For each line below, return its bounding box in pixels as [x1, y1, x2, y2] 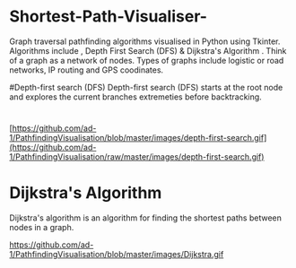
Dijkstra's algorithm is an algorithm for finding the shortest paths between [9, 212, 283, 223]
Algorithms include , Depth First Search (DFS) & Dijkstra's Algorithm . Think [9, 45, 287, 56]
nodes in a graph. [9, 222, 74, 233]
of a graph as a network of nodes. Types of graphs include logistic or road [9, 55, 284, 65]
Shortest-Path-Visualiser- [9, 6, 208, 27]
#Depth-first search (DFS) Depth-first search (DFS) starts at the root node [9, 82, 283, 92]
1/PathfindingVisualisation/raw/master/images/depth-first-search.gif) [9, 151, 265, 162]
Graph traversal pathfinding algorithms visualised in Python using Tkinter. [9, 36, 281, 47]
